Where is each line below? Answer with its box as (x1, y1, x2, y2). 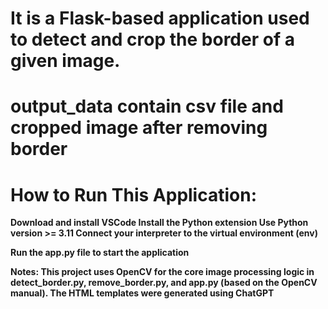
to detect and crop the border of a (10, 28, 295, 51)
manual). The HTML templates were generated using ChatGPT (10, 287, 275, 299)
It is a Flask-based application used (10, 7, 310, 30)
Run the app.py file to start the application (10, 247, 190, 259)
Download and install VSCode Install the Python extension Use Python (10, 217, 309, 229)
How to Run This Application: (10, 183, 258, 206)
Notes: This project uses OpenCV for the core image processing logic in (10, 266, 315, 278)
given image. (10, 50, 121, 72)
